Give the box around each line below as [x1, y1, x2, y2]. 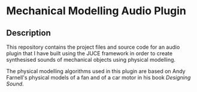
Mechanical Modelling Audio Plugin [6, 4, 187, 18]
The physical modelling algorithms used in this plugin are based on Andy [6, 68, 186, 75]
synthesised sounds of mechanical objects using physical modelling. [6, 56, 175, 63]
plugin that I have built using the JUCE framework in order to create [6, 50, 172, 57]
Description [6, 28, 51, 38]
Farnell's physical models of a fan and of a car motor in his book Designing [6, 74, 191, 81]
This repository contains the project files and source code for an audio [6, 43, 180, 50]
